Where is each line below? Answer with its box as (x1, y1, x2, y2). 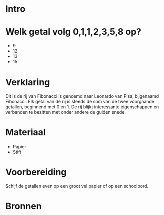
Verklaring (5, 77, 50, 88)
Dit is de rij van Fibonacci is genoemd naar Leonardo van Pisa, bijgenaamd (5, 93, 159, 99)
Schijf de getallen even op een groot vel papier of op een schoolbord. (5, 183, 149, 189)
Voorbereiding (5, 167, 67, 178)
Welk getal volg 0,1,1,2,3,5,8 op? (5, 26, 142, 38)
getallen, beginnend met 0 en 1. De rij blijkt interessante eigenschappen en (5, 104, 159, 110)
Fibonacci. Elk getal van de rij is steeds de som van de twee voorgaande (5, 99, 154, 105)
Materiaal (5, 127, 46, 138)
